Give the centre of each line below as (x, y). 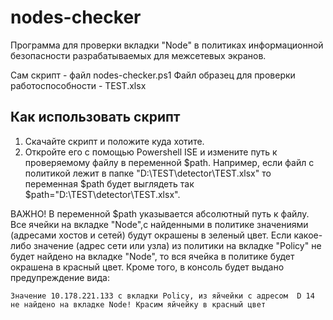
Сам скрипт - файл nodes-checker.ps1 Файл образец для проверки (153, 75)
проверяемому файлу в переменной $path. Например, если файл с (169, 162)
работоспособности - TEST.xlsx (78, 85)
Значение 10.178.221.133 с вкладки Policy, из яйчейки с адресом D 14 (162, 296)
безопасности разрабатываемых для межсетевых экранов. (138, 55)
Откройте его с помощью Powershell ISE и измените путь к (151, 152)
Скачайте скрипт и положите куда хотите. (114, 141)
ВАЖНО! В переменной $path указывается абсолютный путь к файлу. (160, 213)
